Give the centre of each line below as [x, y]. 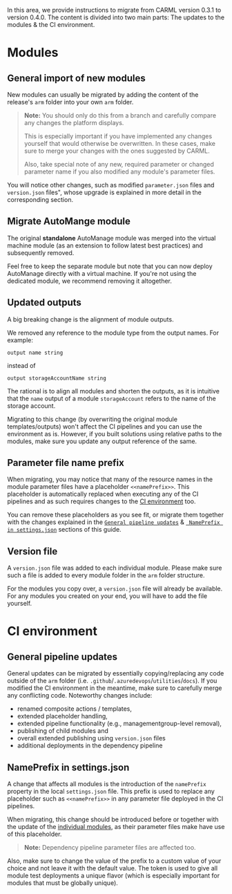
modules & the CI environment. [51, 25]
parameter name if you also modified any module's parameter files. [119, 171]
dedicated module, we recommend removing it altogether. [90, 281]
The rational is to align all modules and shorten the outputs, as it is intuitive [113, 391]
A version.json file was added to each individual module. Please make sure [115, 568]
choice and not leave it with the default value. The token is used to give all [113, 868]
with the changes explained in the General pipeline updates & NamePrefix [114, 522]
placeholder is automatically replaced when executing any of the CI [103, 494]
